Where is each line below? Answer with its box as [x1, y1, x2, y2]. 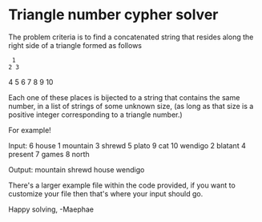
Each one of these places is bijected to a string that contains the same [8, 92, 240, 102]
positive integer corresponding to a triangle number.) [8, 110, 183, 119]
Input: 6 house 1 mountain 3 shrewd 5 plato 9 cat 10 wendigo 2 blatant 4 [8, 140, 246, 150]
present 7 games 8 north [8, 149, 90, 159]
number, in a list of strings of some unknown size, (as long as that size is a [8, 101, 254, 111]
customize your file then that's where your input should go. [8, 188, 204, 198]
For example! [8, 125, 52, 135]
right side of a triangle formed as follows [8, 40, 143, 50]
